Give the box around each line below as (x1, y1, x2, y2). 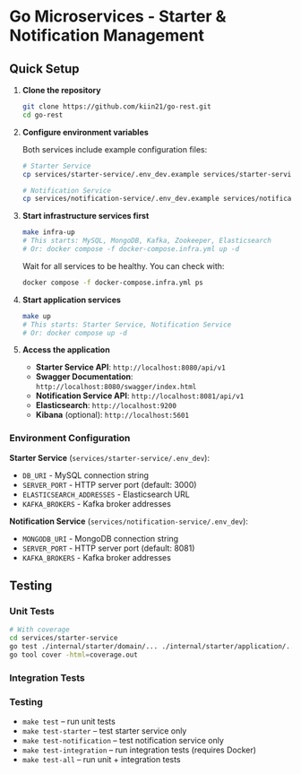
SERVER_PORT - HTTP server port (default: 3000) (21, 479, 197, 490)
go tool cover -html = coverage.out (9, 650, 139, 659)
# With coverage (9, 625, 70, 634)
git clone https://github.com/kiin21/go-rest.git (21, 102, 212, 111)
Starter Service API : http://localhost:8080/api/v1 (35, 361, 226, 373)
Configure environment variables (21, 126, 150, 137)
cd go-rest (21, 110, 64, 119)
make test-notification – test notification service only (21, 735, 224, 746)
